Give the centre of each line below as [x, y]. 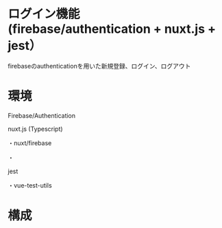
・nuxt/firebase [30, 143]
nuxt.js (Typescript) [36, 129]
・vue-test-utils [30, 185]
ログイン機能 [44, 14]
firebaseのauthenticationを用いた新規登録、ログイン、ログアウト [99, 66]
